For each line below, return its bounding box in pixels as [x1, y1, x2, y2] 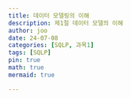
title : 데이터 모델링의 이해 [8, 11, 90, 20]
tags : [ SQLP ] [8, 49, 52, 57]
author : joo [8, 26, 48, 34]
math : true [8, 64, 44, 72]
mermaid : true [8, 71, 56, 79]
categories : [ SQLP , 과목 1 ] [8, 41, 94, 49]
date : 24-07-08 [8, 33, 59, 42]
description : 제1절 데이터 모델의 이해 [8, 19, 124, 27]
